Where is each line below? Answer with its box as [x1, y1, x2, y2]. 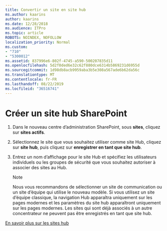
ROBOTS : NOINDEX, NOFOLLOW [5, 35, 61, 40]
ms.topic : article [5, 30, 43, 35]
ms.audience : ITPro [5, 26, 46, 31]
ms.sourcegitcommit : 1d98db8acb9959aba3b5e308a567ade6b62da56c [5, 68, 140, 73]
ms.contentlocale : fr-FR [5, 77, 57, 82]
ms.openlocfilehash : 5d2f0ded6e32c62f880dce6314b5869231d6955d [5, 63, 140, 68]
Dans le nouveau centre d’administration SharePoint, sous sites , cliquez [12, 124, 161, 130]
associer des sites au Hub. [12, 165, 67, 171]
